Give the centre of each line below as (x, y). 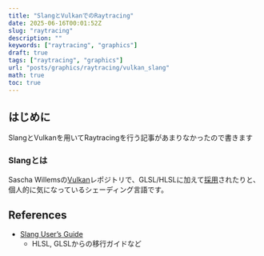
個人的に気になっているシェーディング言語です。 (88, 190)
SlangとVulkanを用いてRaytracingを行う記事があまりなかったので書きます (131, 138)
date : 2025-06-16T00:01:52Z (55, 23)
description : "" (35, 38)
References (38, 215)
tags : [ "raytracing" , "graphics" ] (66, 61)
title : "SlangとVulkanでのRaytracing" (71, 16)
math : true (26, 75)
